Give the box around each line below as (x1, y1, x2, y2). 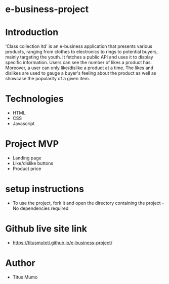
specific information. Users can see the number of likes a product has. (5, 60, 152, 66)
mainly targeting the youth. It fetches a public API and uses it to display (5, 54, 153, 60)
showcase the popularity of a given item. (5, 76, 90, 82)
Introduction (5, 27, 59, 38)
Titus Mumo (12, 274, 38, 280)
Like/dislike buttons (12, 160, 54, 166)
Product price (12, 165, 41, 172)
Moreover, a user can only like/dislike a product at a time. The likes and (5, 65, 153, 71)
